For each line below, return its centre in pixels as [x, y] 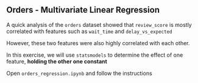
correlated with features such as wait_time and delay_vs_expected [89, 31]
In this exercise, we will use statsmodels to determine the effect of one [95, 55]
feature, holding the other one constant [57, 61]
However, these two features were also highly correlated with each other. [98, 43]
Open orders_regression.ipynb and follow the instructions [79, 73]
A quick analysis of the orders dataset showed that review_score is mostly [99, 24]
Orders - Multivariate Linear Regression [83, 10]
